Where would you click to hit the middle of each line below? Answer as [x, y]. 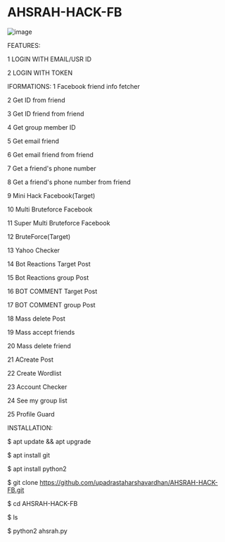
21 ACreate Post [31, 359]
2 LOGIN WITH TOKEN [40, 73]
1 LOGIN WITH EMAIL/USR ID [50, 59]
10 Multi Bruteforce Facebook [50, 209]
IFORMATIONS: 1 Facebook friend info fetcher [74, 86]
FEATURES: [24, 45]
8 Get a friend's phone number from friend [69, 182]
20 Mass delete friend [39, 345]
